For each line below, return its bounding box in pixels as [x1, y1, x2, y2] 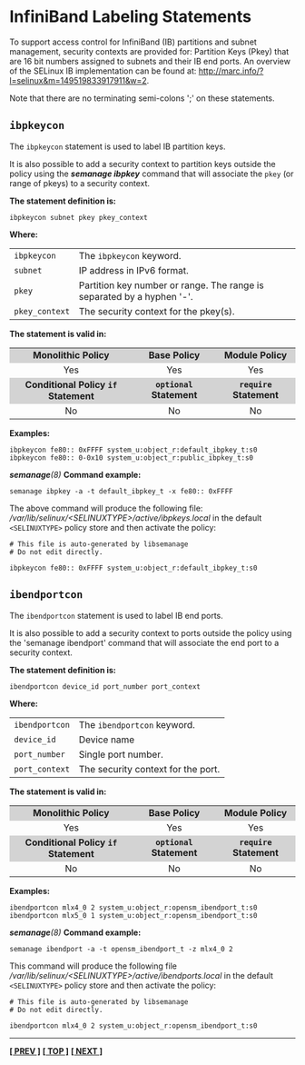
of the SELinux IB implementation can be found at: [9, 65, 197, 76]
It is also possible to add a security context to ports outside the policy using [9, 627, 292, 638]
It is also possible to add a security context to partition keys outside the [9, 158, 276, 169]
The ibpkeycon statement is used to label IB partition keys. [9, 141, 226, 152]
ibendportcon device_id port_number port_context [9, 682, 202, 692]
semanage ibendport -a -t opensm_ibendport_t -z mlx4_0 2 [9, 944, 233, 953]
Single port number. [78, 748, 163, 761]
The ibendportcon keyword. [78, 718, 195, 731]
